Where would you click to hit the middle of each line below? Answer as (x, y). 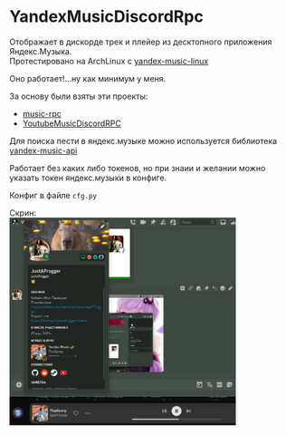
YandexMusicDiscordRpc (106, 17)
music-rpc (42, 113)
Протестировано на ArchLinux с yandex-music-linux (109, 61)
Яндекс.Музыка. (41, 51)
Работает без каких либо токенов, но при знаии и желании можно (138, 168)
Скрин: (23, 213)
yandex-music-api (43, 150)
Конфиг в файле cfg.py (53, 195)
